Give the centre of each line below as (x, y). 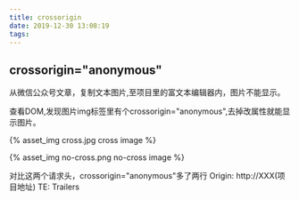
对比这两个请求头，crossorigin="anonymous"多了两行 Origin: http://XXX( (144, 176)
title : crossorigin (46, 17)
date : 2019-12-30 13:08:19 (59, 26)
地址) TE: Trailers (48, 187)
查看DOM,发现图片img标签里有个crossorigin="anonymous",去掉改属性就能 (146, 111)
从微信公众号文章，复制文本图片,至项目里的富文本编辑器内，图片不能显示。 (147, 92)
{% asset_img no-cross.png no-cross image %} (97, 157)
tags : (19, 34)
